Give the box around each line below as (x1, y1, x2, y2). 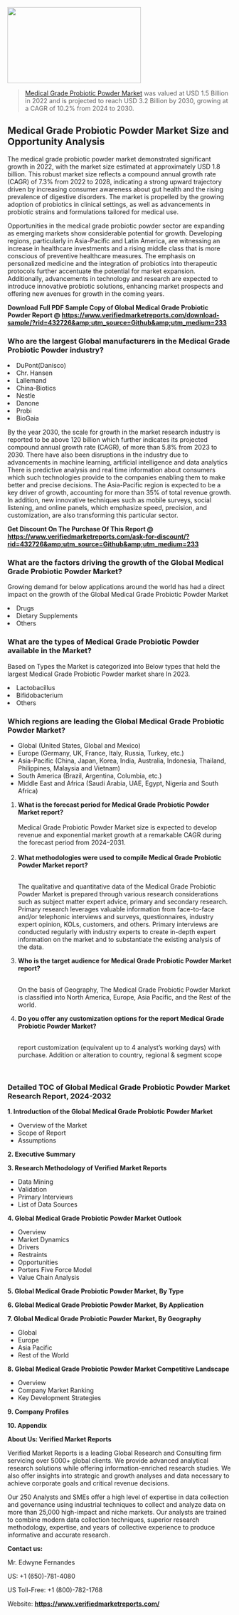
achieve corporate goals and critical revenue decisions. (7, 1479, 170, 1488)
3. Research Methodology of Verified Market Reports (7, 1164, 167, 1172)
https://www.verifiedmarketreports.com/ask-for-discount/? (7, 532, 190, 541)
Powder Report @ (7, 310, 60, 319)
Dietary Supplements (16, 612, 78, 620)
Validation (17, 1185, 48, 1194)
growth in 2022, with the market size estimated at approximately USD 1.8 (7, 162, 221, 171)
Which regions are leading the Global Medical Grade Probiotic (7, 716, 225, 726)
